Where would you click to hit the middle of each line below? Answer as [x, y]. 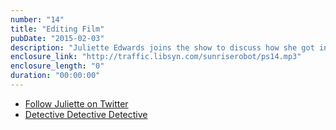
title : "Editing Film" [57, 29]
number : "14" [37, 19]
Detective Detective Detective [86, 114]
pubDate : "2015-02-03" [57, 38]
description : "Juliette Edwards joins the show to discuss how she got [162, 47]
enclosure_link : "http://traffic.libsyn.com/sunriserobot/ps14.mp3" [156, 57]
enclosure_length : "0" [57, 66]
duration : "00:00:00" [55, 76]
